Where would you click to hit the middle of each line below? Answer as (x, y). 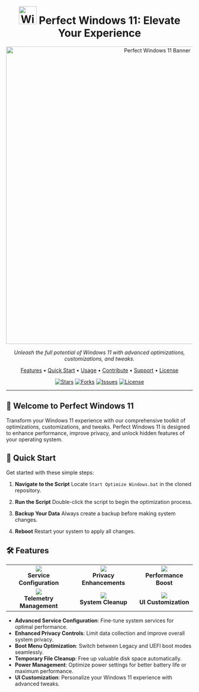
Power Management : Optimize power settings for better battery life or (100, 665)
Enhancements (104, 583)
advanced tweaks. (37, 684)
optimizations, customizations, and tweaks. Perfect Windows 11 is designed (98, 427)
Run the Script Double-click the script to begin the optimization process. (103, 502)
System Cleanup (103, 602)
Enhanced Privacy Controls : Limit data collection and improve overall (100, 633)
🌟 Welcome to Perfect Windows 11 (70, 406)
